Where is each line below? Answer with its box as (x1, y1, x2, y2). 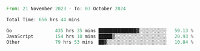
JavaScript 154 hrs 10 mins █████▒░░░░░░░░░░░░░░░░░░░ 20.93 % (6, 33, 194, 39)
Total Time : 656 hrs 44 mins (6, 16, 80, 22)
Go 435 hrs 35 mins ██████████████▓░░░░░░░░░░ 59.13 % (6, 27, 194, 33)
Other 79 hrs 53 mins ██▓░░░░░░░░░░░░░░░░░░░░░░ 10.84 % (6, 39, 194, 45)
